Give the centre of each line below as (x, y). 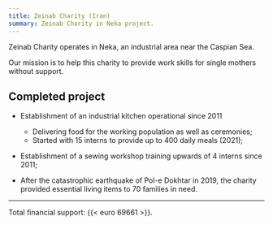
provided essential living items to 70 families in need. (108, 189)
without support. (36, 71)
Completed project (57, 96)
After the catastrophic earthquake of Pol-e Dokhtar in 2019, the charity (139, 180)
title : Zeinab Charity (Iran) (60, 16)
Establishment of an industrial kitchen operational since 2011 (121, 116)
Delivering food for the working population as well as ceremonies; (142, 132)
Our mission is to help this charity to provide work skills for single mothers (132, 63)
